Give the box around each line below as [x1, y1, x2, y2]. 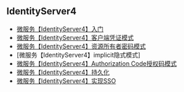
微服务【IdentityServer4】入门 [16, 24, 104, 33]
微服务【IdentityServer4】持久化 [16, 68, 110, 76]
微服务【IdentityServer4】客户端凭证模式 [16, 33, 134, 42]
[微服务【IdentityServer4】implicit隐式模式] [16, 50, 141, 59]
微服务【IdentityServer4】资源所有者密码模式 [16, 42, 146, 50]
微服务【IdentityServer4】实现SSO [16, 76, 116, 85]
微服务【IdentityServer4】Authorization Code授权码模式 [16, 59, 177, 68]
